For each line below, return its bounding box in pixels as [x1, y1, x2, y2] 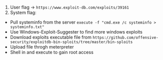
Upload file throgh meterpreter [10, 44, 74, 49]
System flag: [10, 9, 36, 15]
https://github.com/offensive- [93, 35, 158, 40]
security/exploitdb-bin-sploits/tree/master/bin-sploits [10, 39, 133, 44]
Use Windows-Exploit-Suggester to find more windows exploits [10, 29, 143, 34]
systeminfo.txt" [10, 24, 45, 29]
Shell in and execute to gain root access [10, 49, 94, 55]
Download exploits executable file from [10, 34, 92, 40]
